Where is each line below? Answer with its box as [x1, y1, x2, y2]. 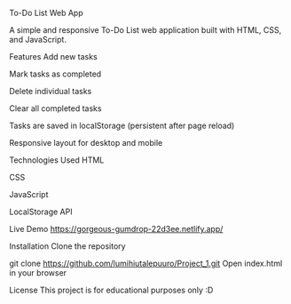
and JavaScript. [9, 35, 67, 44]
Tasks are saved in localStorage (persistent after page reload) [9, 120, 235, 131]
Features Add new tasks [9, 52, 98, 61]
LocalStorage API [9, 206, 73, 217]
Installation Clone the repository [9, 241, 126, 252]
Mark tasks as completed [9, 68, 102, 79]
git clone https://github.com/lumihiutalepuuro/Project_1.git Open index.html [9, 258, 283, 268]
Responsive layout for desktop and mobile [9, 138, 163, 148]
